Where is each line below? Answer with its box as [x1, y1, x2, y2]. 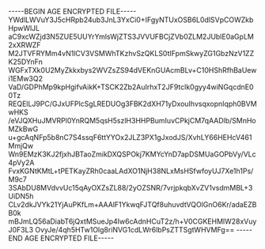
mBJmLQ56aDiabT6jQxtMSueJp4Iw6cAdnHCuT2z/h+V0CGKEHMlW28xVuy [8, 217, 257, 226]
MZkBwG [8, 124, 39, 134]
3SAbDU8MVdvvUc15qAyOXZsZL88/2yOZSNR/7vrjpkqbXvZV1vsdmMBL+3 [8, 183, 253, 192]
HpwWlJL [8, 24, 40, 32]
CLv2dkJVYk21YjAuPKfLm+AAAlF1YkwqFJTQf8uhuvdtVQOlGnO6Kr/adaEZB [8, 200, 257, 209]
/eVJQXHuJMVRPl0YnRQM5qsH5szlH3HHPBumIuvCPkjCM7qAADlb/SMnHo [8, 116, 256, 125]
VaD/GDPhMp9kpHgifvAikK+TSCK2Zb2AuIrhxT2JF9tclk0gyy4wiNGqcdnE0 [8, 82, 255, 92]
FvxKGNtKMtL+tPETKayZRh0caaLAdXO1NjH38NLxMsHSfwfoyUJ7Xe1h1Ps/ [8, 166, 254, 175]
